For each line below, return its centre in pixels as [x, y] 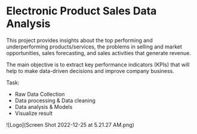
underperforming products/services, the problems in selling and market [94, 47]
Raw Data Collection [40, 94]
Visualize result [33, 113]
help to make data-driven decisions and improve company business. [90, 71]
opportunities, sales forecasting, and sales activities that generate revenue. [98, 53]
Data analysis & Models [44, 106]
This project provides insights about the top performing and [80, 40]
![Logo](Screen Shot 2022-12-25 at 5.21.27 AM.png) [70, 124]
